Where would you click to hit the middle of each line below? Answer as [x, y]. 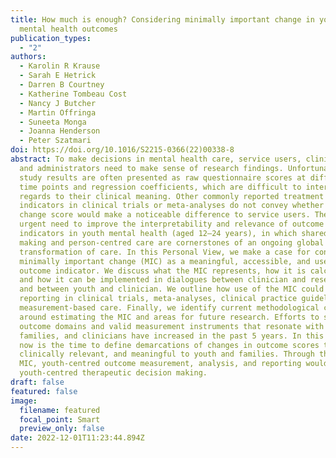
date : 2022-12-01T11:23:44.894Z [77, 438]
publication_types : [51, 38]
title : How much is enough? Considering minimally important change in [162, 19]
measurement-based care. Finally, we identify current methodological [169, 308]
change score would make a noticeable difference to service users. [165, 215]
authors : [28, 57]
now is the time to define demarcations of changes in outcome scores [169, 345]
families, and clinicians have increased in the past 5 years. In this [172, 336]
